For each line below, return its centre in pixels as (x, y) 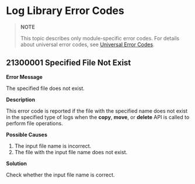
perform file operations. (34, 123)
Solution (17, 163)
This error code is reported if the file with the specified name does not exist (97, 111)
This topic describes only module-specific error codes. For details (100, 38)
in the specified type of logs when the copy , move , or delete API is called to (98, 117)
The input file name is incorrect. (53, 146)
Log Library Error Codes (65, 11)
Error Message (24, 77)
